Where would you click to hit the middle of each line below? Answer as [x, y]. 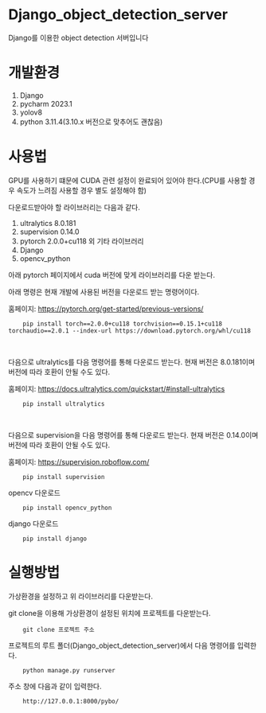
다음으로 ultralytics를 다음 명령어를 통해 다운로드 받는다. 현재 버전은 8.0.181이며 [132, 362]
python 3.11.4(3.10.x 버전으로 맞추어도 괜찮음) [91, 122]
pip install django [55, 539]
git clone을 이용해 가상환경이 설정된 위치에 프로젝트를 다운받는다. [110, 613]
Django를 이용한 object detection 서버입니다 [78, 37]
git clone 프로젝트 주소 [59, 629]
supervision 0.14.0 [49, 232]
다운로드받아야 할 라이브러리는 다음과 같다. [74, 207]
